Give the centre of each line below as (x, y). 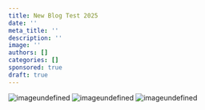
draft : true (28, 75)
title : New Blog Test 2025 (53, 16)
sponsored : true (35, 68)
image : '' (25, 45)
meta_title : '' (34, 30)
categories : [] (34, 61)
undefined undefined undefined (117, 97)
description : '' (35, 38)
